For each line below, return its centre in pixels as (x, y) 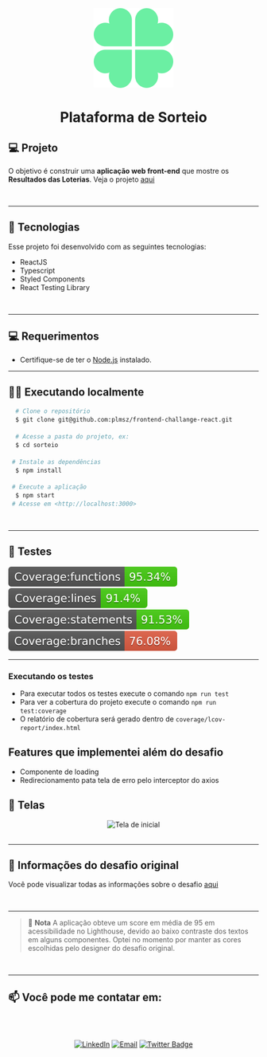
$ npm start (35, 496)
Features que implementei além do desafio (116, 752)
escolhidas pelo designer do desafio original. (101, 949)
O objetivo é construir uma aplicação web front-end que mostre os (118, 171)
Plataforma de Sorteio (133, 118)
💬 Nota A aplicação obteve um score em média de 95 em (121, 923)
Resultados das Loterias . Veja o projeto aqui (81, 179)
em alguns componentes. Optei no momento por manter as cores (134, 940)
